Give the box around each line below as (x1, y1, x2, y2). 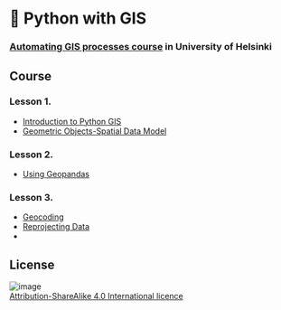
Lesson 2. (9, 148, 54, 161)
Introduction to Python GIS (22, 116, 122, 127)
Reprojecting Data (22, 221, 90, 232)
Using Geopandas (22, 169, 90, 180)
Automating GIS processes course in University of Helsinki (9, 41, 273, 53)
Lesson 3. (9, 192, 54, 204)
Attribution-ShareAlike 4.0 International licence (9, 291, 183, 302)
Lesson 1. (9, 95, 52, 108)
